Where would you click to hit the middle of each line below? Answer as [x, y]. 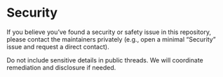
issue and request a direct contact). [58, 46]
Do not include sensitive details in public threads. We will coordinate [105, 60]
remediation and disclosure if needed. [61, 67]
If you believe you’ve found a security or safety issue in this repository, [109, 32]
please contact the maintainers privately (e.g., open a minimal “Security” [111, 39]
